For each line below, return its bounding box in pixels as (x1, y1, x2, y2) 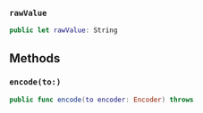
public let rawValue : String (9, 26, 118, 35)
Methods (9, 51, 61, 66)
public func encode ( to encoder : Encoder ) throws (9, 95, 194, 104)
